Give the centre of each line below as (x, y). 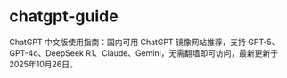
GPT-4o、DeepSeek (47, 53)
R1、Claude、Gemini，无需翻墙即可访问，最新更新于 (182, 53)
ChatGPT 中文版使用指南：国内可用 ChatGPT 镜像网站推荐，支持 (128, 42)
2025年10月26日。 (43, 64)
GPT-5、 (264, 42)
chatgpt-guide (64, 16)
